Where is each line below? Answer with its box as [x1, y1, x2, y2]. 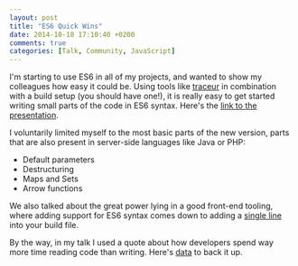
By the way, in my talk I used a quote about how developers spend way [9, 237, 274, 248]
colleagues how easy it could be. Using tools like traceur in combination [9, 81, 277, 92]
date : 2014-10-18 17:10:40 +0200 [9, 30, 135, 39]
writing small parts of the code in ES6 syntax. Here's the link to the [9, 100, 257, 111]
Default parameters [22, 154, 95, 165]
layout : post [9, 13, 59, 23]
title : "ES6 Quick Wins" [9, 22, 103, 31]
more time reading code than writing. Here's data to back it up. [9, 247, 243, 258]
